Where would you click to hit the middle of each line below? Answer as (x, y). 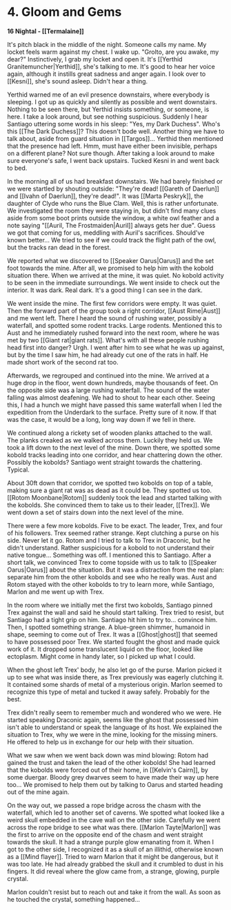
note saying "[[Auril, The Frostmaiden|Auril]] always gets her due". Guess (111, 225)
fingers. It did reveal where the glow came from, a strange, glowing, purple (113, 871)
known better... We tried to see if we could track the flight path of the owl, (112, 240)
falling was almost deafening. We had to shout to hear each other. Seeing (111, 397)
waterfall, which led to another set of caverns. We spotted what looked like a (116, 813)
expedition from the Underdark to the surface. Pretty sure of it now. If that (112, 412)
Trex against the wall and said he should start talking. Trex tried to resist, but (115, 612)
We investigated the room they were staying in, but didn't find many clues (112, 211)
